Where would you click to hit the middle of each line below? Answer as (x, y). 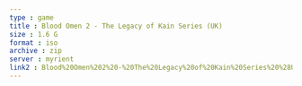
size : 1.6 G (34, 34)
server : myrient (42, 59)
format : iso (34, 43)
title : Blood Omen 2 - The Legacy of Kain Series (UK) (116, 26)
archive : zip (36, 51)
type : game (31, 17)
